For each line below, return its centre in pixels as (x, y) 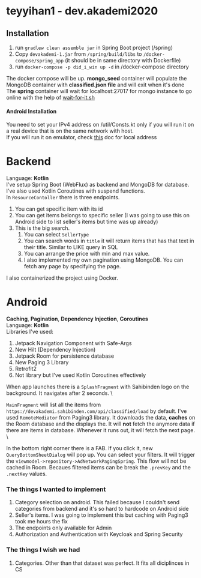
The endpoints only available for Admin (63, 528)
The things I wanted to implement (56, 489)
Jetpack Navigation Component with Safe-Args (73, 343)
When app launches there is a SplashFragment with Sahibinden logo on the (98, 387)
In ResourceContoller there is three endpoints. (63, 197)
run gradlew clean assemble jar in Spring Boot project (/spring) (94, 47)
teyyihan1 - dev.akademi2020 (82, 11)
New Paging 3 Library (42, 363)
